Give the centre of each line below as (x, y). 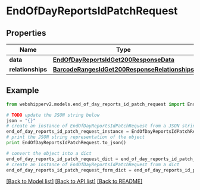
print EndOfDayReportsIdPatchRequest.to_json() (66, 143)
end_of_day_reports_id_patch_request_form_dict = (69, 170)
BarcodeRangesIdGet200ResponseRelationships (124, 69)
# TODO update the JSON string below (53, 115)
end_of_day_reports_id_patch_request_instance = (68, 132)
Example (23, 91)
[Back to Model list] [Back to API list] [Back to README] (74, 181)
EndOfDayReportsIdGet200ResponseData (113, 60)
